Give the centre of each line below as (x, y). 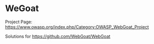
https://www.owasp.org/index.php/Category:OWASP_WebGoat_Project (77, 27)
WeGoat (22, 8)
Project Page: (19, 22)
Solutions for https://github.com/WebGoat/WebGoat (58, 36)
